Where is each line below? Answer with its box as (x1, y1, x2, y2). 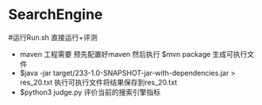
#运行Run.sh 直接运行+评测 (8, 32, 98, 42)
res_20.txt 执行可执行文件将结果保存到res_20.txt (19, 77, 177, 87)
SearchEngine (8, 6, 103, 24)
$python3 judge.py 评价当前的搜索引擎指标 (19, 87, 161, 96)
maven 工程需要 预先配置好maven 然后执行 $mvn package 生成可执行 (19, 49, 248, 58)
